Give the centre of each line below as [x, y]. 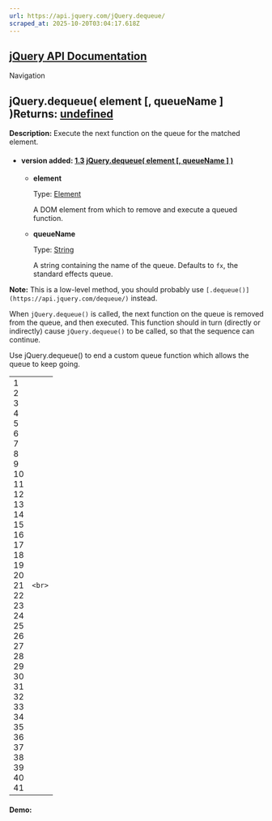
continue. [25, 340]
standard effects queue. [73, 274]
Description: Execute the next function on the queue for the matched [125, 134]
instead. [144, 298]
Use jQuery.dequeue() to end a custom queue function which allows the [129, 355]
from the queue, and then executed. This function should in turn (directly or [135, 323]
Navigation [27, 76]
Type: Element [57, 194]
